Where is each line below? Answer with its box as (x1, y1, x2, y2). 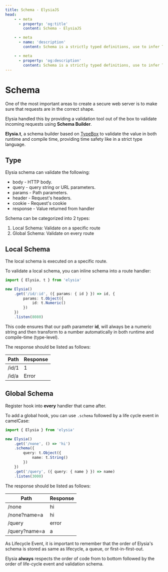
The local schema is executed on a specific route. (5, 258, 107, 264)
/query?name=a (7, 527, 45, 534)
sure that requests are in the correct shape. (5, 106, 94, 112)
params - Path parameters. (12, 190, 68, 196)
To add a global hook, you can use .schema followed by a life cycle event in (5, 412, 159, 418)
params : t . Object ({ (23, 296, 64, 301)
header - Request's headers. (12, 195, 71, 201)
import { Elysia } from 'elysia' (5, 427, 75, 432)
